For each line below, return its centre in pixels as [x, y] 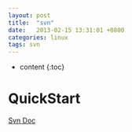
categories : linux [38, 37]
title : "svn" [31, 23]
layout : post [29, 15]
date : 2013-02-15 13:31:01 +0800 [66, 30]
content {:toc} [42, 67]
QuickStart [44, 99]
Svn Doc [22, 121]
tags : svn [24, 45]
